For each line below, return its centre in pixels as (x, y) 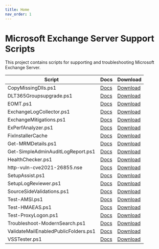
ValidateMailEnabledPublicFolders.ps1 (52, 231)
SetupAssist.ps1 (26, 175)
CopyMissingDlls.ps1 (32, 88)
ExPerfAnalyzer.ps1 (30, 128)
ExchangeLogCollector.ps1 (39, 112)
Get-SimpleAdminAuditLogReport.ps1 (51, 151)
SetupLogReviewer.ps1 (34, 183)
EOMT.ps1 (20, 104)
